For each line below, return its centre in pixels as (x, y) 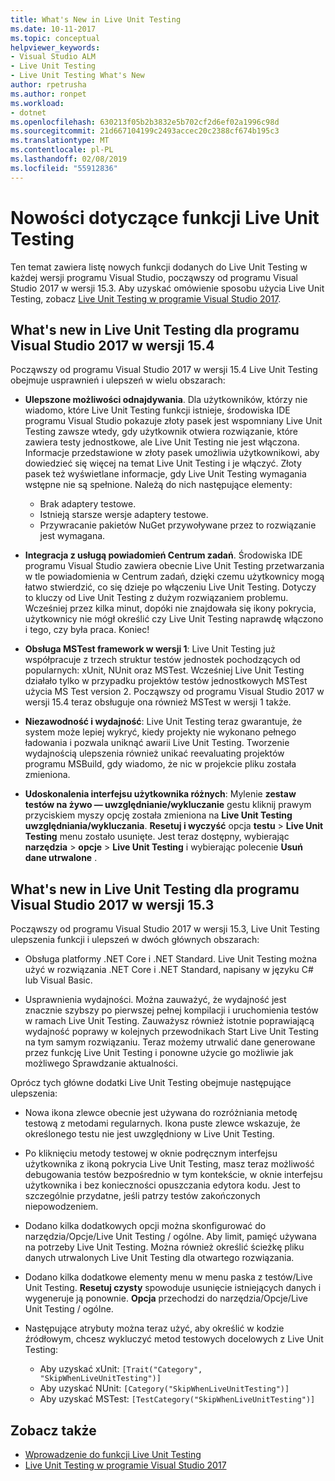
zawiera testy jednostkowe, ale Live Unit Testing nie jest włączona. (162, 442)
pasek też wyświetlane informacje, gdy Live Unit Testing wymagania (165, 474)
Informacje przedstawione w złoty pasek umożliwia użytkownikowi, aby (172, 453)
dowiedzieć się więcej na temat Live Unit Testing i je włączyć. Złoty (163, 463)
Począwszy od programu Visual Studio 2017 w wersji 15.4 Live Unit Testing (164, 370)
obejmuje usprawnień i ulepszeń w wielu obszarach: (118, 380)
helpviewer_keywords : (55, 47)
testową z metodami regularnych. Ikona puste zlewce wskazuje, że (162, 1123)
